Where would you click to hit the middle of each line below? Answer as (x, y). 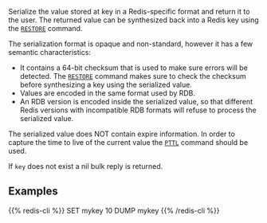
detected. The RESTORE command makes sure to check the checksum (133, 76)
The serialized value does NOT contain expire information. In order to (122, 134)
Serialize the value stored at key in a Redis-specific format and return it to (129, 12)
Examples (33, 192)
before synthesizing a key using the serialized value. (106, 84)
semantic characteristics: (50, 52)
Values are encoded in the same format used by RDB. (108, 93)
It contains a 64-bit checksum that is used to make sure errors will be (134, 68)
